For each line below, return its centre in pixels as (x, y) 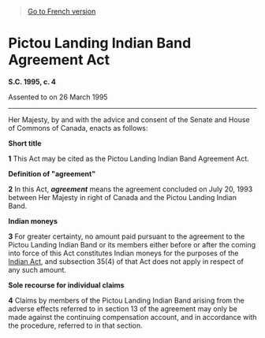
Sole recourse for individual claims (66, 285)
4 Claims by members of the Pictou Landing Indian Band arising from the (126, 300)
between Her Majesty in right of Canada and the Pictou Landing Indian (122, 197)
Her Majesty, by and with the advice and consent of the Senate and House (129, 119)
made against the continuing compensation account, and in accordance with (132, 317)
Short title (25, 143)
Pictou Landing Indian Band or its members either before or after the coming (132, 244)
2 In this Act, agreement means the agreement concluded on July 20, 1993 (131, 189)
